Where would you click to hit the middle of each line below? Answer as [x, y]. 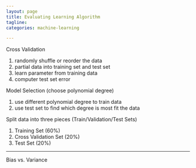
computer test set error [43, 79]
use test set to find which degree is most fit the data [77, 108]
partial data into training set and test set [62, 67]
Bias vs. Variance [27, 160]
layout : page [22, 11]
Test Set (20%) [33, 143]
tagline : [17, 22]
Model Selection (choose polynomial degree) [60, 90]
